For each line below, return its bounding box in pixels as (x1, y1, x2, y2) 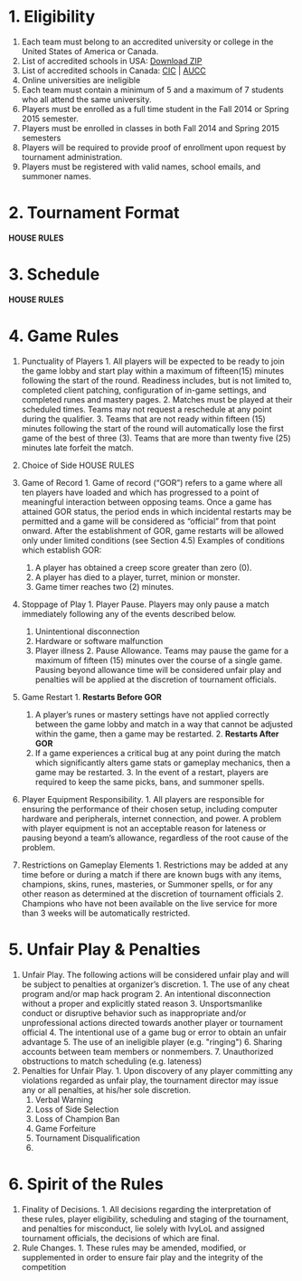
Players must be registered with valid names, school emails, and (21, 161, 261, 172)
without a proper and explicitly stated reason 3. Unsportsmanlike (21, 998, 263, 1009)
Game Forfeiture (34, 1123, 97, 1134)
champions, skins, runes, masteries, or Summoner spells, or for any (21, 878, 273, 889)
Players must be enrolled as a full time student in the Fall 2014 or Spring (21, 103, 289, 114)
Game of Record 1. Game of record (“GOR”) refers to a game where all (21, 477, 283, 488)
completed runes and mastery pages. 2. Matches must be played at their (21, 394, 293, 404)
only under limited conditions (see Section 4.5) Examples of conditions (21, 535, 286, 546)
